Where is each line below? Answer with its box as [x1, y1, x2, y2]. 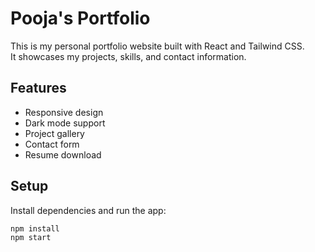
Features [10, 80, 67, 97]
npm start [10, 233, 52, 243]
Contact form [24, 138, 80, 150]
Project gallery [24, 127, 85, 139]
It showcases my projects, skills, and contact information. [10, 50, 247, 62]
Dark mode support [24, 117, 106, 129]
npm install [10, 223, 60, 234]
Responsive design [24, 106, 104, 118]
